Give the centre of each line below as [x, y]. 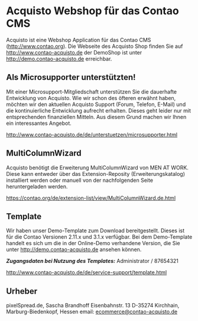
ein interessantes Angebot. [39, 123]
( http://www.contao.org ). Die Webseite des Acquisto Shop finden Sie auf [95, 46]
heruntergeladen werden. [37, 186]
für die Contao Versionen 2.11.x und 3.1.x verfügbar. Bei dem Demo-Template [99, 237]
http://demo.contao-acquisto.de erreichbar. [59, 59]
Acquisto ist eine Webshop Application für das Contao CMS [79, 40]
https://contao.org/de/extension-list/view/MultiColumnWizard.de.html [91, 198]
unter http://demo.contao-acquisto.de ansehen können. [74, 249]
